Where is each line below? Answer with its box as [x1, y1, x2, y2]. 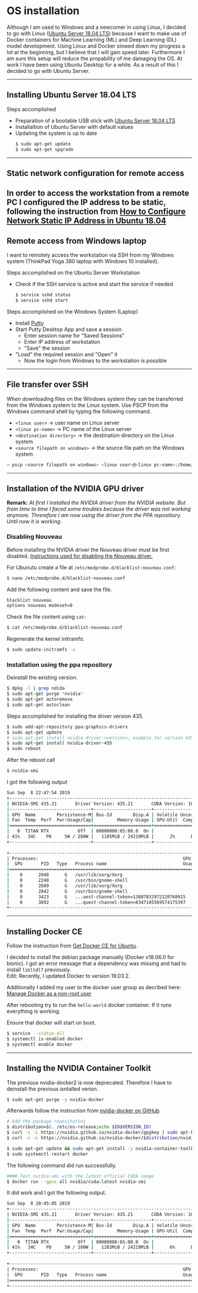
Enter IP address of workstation [24, 338, 100, 345]
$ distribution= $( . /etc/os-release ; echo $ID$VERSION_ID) [6, 1124, 152, 1130]
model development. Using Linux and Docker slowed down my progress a [6, 42, 186, 49]
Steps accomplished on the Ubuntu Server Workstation [6, 269, 140, 276]
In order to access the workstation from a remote [6, 188, 190, 198]
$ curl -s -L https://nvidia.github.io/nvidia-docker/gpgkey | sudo [6, 1129, 178, 1136]
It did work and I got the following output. [6, 1189, 106, 1196]
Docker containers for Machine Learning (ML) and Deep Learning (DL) [6, 36, 177, 43]
